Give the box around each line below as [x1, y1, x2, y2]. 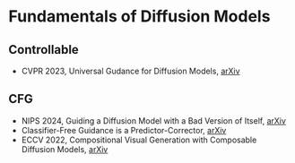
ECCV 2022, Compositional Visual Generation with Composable [21, 134, 257, 145]
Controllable [8, 42, 80, 57]
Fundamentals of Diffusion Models [8, 6, 271, 27]
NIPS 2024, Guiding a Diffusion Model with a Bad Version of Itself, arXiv [21, 115, 286, 126]
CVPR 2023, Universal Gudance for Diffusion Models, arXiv [21, 65, 240, 76]
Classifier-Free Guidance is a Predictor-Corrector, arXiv [21, 124, 227, 135]
